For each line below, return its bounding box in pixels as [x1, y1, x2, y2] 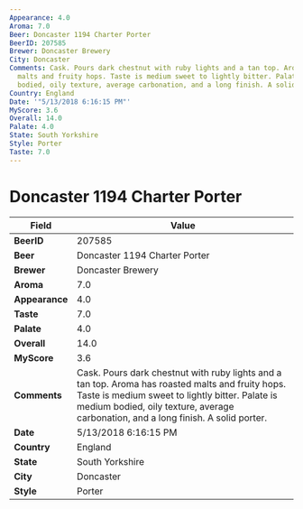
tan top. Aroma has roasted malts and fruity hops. [76, 377, 287, 390]
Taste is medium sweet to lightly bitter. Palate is [76, 389, 278, 402]
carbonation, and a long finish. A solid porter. [76, 412, 268, 424]
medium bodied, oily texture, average [76, 400, 234, 412]
